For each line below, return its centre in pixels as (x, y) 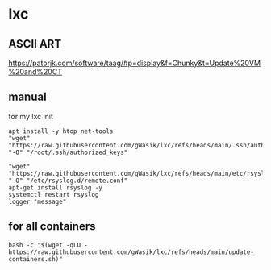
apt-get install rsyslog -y (56, 187)
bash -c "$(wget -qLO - (48, 245)
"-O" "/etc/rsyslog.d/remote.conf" (68, 181)
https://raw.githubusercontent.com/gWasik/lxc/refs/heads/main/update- (131, 252)
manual (27, 97)
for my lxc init (31, 116)
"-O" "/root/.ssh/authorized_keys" (68, 152)
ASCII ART (35, 44)
